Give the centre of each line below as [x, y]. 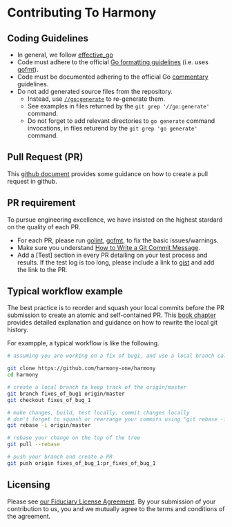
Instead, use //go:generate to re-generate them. [96, 99]
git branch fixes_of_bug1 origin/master [66, 394]
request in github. [32, 181]
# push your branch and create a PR [60, 457]
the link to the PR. [42, 269]
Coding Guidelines [48, 38]
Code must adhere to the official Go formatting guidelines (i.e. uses [113, 62]
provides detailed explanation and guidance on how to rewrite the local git [113, 323]
